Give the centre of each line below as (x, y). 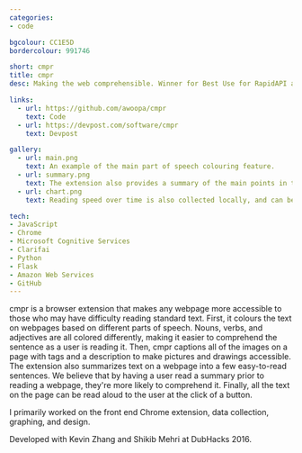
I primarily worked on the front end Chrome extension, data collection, (139, 412)
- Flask (24, 267)
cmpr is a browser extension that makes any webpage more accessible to (146, 309)
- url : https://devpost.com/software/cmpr (98, 125)
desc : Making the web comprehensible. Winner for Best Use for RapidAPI (148, 84)
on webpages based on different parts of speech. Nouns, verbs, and (136, 328)
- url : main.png (48, 159)
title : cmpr (31, 76)
